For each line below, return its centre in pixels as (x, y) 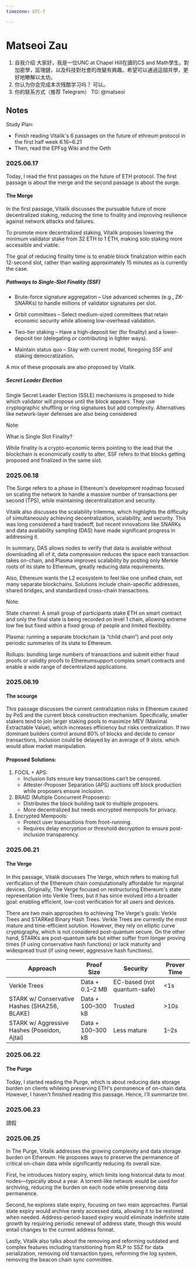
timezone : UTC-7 (26, 11)
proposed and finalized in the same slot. (54, 460)
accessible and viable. (33, 245)
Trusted (124, 1006)
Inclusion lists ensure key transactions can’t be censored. (92, 779)
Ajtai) (16, 1037)
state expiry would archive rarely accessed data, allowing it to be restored (95, 1211)
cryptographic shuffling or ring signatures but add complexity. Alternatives (96, 408)
